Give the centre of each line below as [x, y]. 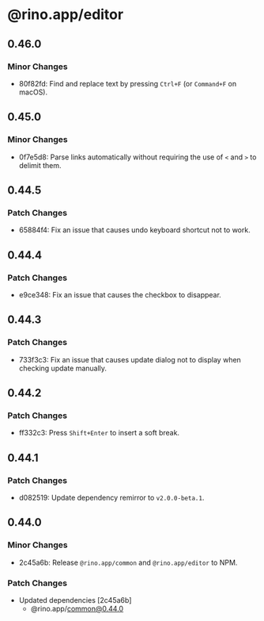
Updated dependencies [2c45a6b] [75, 600]
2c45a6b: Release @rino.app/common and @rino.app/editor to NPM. [128, 562]
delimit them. [40, 165]
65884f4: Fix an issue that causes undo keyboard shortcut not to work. [134, 230]
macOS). [33, 92]
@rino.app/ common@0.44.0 [77, 608]
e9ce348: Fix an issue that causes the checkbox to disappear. [120, 294]
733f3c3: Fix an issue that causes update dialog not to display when [130, 359]
